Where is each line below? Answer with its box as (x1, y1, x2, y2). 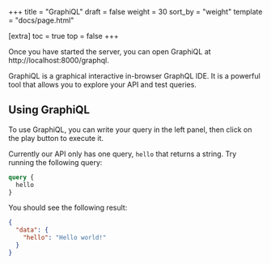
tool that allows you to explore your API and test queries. (8, 80, 197, 89)
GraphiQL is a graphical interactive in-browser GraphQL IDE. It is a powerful (8, 71, 260, 80)
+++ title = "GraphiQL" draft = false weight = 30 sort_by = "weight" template (8, 7, 263, 16)
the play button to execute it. (8, 133, 104, 143)
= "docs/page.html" (8, 15, 74, 25)
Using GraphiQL (8, 103, 91, 117)
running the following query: (8, 157, 103, 167)
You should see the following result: (8, 202, 128, 213)
